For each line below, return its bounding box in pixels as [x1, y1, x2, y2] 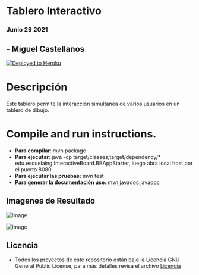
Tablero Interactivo [6, 4, 102, 18]
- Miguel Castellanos [6, 43, 85, 54]
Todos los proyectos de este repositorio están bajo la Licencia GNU [14, 256, 180, 263]
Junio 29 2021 [6, 26, 48, 34]
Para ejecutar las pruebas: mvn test [14, 172, 104, 179]
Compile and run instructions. [6, 127, 157, 141]
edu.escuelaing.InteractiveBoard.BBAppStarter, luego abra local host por [14, 160, 193, 167]
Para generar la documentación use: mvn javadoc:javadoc [14, 179, 160, 186]
